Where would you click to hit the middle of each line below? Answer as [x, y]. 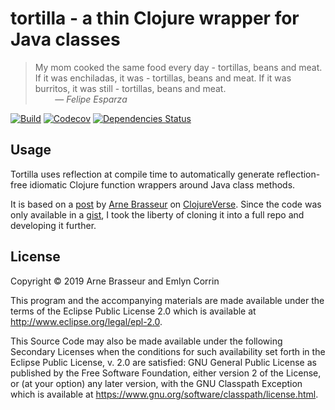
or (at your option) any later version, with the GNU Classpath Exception [156, 383]
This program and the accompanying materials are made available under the [167, 300]
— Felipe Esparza [91, 99]
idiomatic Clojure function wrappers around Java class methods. [162, 184]
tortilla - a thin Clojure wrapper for [155, 18]
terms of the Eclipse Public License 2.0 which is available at [133, 311]
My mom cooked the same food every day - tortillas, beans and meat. [178, 67]
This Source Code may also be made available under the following [146, 341]
